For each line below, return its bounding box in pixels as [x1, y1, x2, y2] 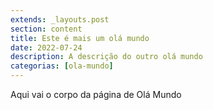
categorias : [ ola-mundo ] [10, 61, 114, 71]
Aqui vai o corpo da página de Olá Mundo [10, 89, 182, 100]
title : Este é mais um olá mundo [10, 33, 150, 43]
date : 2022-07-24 [10, 42, 83, 53]
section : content [10, 24, 83, 34]
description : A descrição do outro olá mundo [10, 52, 203, 62]
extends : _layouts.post [10, 14, 110, 25]
